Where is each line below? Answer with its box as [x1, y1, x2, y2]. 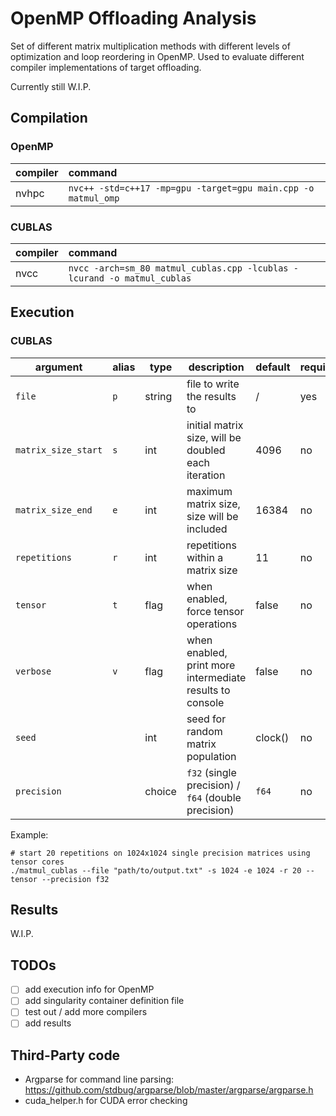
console [186, 695, 225, 709]
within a [186, 550, 224, 564]
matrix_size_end [15, 504, 93, 516]
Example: [10, 828, 49, 841]
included [186, 522, 228, 536]
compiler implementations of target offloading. [10, 61, 202, 73]
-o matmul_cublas [109, 272, 192, 284]
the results [186, 389, 237, 403]
